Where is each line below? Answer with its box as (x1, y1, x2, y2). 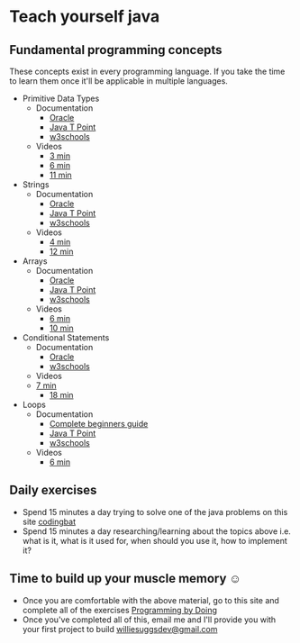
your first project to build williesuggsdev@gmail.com (22, 623, 218, 634)
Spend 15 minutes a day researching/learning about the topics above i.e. (22, 525, 291, 537)
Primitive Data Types (22, 93, 100, 104)
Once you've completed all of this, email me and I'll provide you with (22, 614, 277, 625)
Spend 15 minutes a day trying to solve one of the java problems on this (22, 506, 288, 517)
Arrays (22, 256, 48, 267)
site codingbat (22, 516, 77, 527)
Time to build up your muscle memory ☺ (9, 571, 241, 586)
